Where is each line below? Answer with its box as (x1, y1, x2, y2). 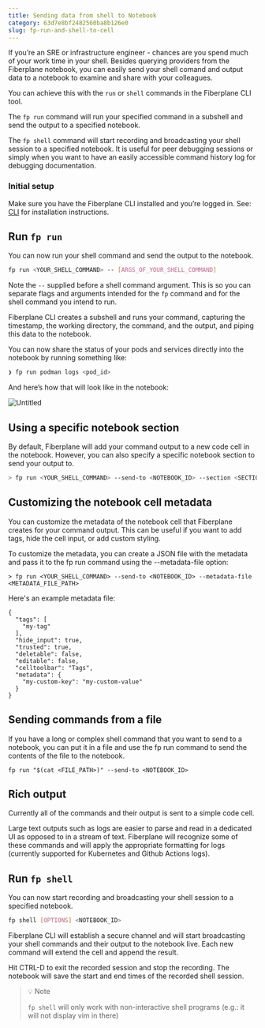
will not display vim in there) (27, 1011, 119, 1020)
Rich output (8, 787, 67, 800)
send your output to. (8, 459, 75, 469)
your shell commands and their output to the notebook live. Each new (8, 940, 234, 949)
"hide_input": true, (15, 636, 83, 644)
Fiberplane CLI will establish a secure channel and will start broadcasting (8, 931, 246, 940)
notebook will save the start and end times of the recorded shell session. (8, 971, 244, 981)
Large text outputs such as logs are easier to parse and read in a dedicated (8, 823, 252, 834)
